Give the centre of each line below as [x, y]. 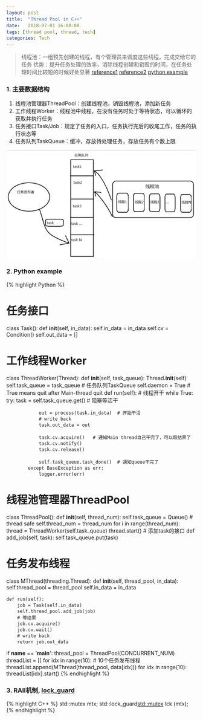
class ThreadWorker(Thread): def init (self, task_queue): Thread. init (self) [97, 378]
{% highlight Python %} [36, 285]
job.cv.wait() [35, 630]
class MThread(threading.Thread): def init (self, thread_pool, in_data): [92, 581]
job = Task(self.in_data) [50, 605]
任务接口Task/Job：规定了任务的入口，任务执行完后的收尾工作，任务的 [103, 126]
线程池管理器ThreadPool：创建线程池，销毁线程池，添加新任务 [93, 103]
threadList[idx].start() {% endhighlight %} [58, 673]
